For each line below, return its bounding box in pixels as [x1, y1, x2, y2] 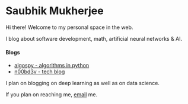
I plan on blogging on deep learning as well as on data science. [5, 80, 160, 87]
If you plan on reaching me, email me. [5, 91, 98, 98]
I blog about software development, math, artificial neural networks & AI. [5, 35, 183, 42]
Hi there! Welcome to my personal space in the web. [5, 24, 133, 31]
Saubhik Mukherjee [5, 4, 104, 18]
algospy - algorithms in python [14, 62, 90, 69]
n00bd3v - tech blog [14, 68, 65, 75]
